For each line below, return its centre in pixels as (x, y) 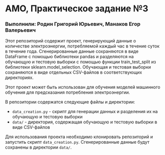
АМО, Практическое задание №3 (77, 9)
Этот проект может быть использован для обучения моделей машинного (83, 87)
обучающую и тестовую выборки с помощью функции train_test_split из (81, 62)
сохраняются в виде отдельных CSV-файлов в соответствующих (74, 73)
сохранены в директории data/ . (38, 147)
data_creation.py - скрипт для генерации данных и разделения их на (85, 112)
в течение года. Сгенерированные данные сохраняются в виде (72, 51)
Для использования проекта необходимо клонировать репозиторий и (79, 137)
